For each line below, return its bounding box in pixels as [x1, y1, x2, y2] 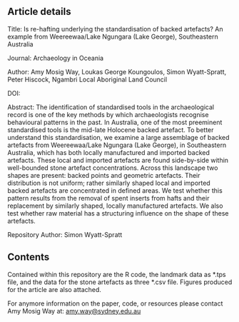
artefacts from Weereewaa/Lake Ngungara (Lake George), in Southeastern [7, 141, 227, 149]
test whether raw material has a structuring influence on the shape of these [7, 208, 230, 217]
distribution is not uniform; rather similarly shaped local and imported [7, 178, 210, 187]
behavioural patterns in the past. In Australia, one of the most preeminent [7, 118, 223, 126]
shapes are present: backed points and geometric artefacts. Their [7, 171, 200, 179]
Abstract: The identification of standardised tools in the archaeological [7, 103, 215, 111]
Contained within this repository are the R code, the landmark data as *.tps [7, 270, 226, 278]
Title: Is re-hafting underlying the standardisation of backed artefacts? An [7, 24, 223, 33]
